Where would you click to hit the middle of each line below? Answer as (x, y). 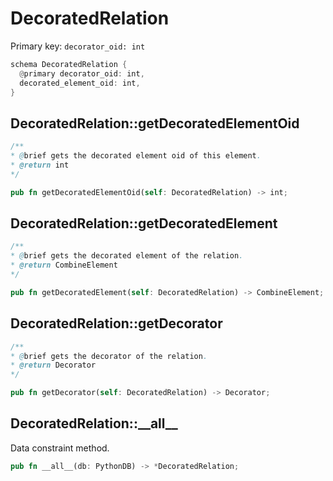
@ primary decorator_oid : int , (82, 73)
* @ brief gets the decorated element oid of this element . (136, 156)
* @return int (40, 165)
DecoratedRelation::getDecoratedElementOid (155, 123)
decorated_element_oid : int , (80, 83)
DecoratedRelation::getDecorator (116, 323)
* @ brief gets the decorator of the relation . (109, 356)
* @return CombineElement (64, 265)
